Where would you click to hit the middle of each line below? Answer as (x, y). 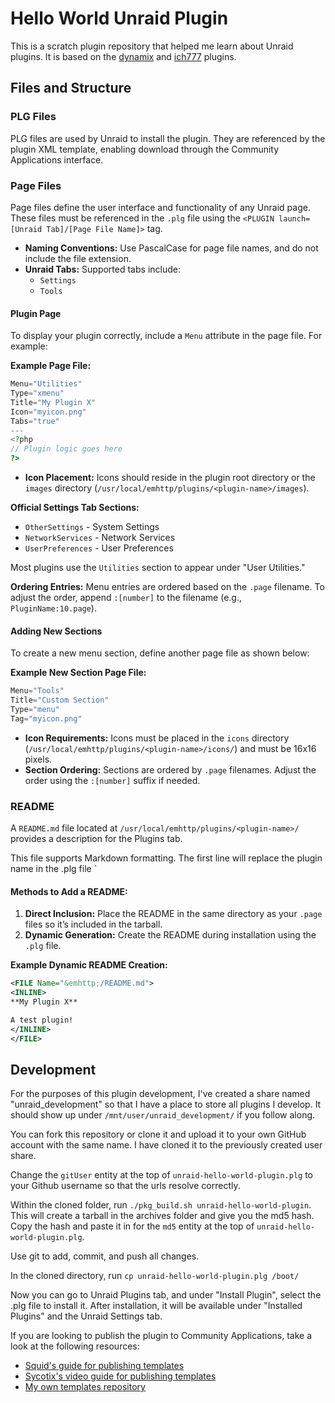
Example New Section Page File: (78, 673)
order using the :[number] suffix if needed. (112, 780)
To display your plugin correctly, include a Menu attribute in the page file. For (166, 336)
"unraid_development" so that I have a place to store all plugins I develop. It (166, 1104)
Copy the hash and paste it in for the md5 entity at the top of (132, 1226)
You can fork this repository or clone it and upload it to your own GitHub (158, 1134)
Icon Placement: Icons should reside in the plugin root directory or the (170, 477)
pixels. (38, 759)
